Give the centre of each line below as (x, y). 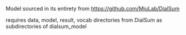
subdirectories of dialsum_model (46, 26)
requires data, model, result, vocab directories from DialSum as (84, 20)
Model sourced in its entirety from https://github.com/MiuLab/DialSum (93, 9)
